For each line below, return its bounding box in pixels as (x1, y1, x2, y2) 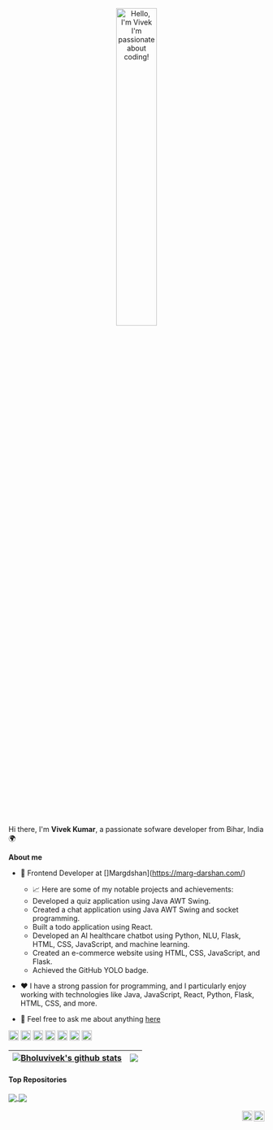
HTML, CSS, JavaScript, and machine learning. (32, 939, 190, 948)
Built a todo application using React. (32, 922, 153, 931)
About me (8, 852, 43, 862)
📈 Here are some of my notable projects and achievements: (32, 884, 234, 894)
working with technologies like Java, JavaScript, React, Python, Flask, (19, 990, 254, 999)
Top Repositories (8, 1075, 67, 1084)
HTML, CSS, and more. (19, 998, 97, 1008)
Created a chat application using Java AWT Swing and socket (32, 904, 239, 914)
